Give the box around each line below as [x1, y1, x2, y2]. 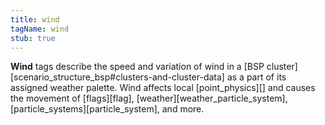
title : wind [10, 14, 60, 25]
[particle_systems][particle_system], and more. [10, 103, 205, 115]
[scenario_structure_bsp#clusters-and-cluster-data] [10, 71, 225, 83]
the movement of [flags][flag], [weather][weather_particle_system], [10, 92, 288, 105]
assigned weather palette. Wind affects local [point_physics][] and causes [10, 82, 316, 94]
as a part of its [226, 71, 287, 83]
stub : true [10, 33, 56, 43]
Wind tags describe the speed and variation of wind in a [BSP [10, 61, 265, 73]
